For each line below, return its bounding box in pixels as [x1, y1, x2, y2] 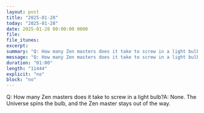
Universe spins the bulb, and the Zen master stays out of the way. [6, 100, 171, 107]
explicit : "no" [6, 71, 45, 77]
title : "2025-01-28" [6, 15, 59, 21]
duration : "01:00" [6, 60, 53, 66]
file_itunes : [6, 37, 39, 43]
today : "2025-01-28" [6, 20, 59, 26]
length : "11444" [6, 65, 47, 72]
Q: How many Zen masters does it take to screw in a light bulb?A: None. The [6, 94, 197, 101]
